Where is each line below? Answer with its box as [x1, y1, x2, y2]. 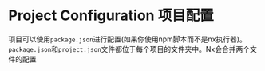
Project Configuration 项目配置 [8, 6, 214, 25]
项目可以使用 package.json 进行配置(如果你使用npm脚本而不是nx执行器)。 [8, 34, 247, 44]
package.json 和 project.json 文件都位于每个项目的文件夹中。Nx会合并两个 [8, 44, 251, 53]
